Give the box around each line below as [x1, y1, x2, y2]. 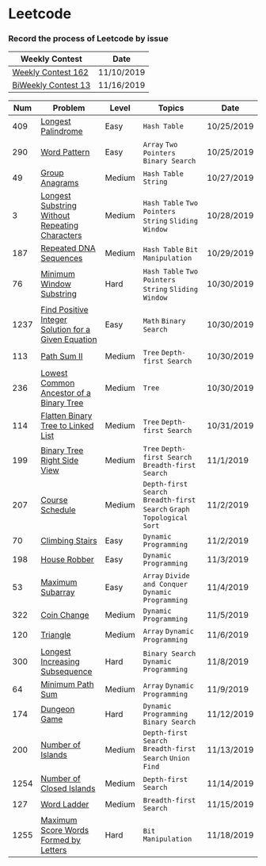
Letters [40, 845, 67, 856]
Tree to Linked [40, 420, 94, 431]
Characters [40, 230, 82, 241]
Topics [158, 102, 184, 113]
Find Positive [40, 305, 89, 316]
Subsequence [40, 666, 93, 677]
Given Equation [40, 334, 97, 345]
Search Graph [142, 505, 190, 514]
